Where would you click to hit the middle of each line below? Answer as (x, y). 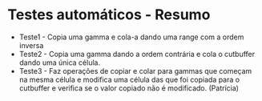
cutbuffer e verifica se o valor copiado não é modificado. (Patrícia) (129, 88)
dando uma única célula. (60, 63)
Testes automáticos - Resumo (109, 15)
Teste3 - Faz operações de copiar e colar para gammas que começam (135, 71)
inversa (31, 45)
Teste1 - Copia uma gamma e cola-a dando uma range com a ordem (131, 37)
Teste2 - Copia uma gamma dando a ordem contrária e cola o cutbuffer (137, 54)
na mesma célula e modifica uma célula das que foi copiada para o (129, 79)
